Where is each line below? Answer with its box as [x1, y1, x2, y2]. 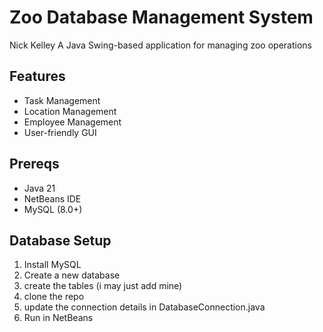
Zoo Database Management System [9, 6, 314, 29]
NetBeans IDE [23, 192, 82, 205]
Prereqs [9, 156, 60, 173]
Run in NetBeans [23, 312, 94, 324]
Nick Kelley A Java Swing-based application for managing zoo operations [9, 39, 312, 51]
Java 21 [23, 182, 56, 194]
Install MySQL [23, 259, 82, 271]
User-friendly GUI [23, 126, 97, 138]
